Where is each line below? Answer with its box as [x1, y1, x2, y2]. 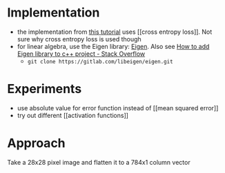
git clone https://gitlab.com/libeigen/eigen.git [27, 58, 174, 65]
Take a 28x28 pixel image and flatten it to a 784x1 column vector [7, 158, 191, 166]
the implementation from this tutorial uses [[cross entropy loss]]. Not [17, 28, 213, 36]
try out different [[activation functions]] [17, 111, 129, 119]
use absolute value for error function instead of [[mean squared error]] [17, 103, 219, 112]
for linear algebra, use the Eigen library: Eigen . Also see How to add [17, 42, 210, 50]
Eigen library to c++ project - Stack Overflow [17, 50, 146, 58]
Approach [7, 136, 66, 151]
